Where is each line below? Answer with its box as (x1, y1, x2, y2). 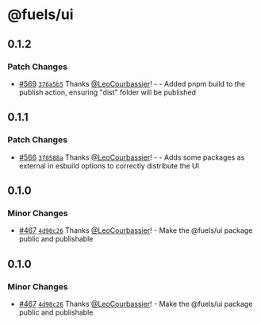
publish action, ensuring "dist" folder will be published (18, 87, 196, 97)
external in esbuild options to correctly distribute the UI (18, 161, 200, 170)
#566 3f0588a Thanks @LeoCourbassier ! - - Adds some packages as (18, 153, 245, 162)
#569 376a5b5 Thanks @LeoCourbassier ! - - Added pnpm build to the (18, 79, 246, 88)
